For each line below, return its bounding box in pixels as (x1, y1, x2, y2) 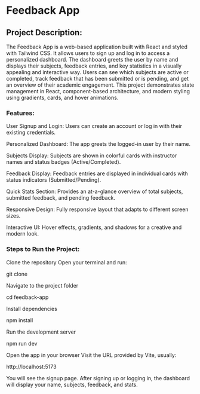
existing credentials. (6, 129, 56, 136)
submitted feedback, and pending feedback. (6, 194, 115, 201)
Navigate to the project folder (6, 282, 79, 289)
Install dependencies (6, 305, 58, 312)
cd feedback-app (6, 294, 49, 301)
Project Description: (6, 28, 82, 38)
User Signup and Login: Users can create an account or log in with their (6, 123, 183, 130)
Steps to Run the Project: (6, 245, 80, 253)
